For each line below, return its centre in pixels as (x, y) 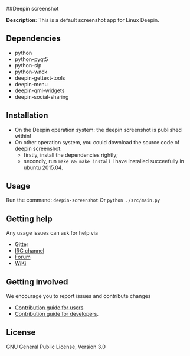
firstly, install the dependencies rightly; (71, 155)
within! (23, 136)
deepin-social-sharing (42, 96)
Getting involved (37, 282)
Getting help (29, 219)
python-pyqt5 (31, 59)
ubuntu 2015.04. (43, 167)
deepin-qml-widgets (40, 90)
